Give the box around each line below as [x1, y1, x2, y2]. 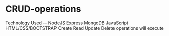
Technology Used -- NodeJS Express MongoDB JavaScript [5, 20, 129, 26]
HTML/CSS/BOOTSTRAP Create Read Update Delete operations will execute [5, 25, 164, 31]
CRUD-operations [5, 3, 81, 15]
